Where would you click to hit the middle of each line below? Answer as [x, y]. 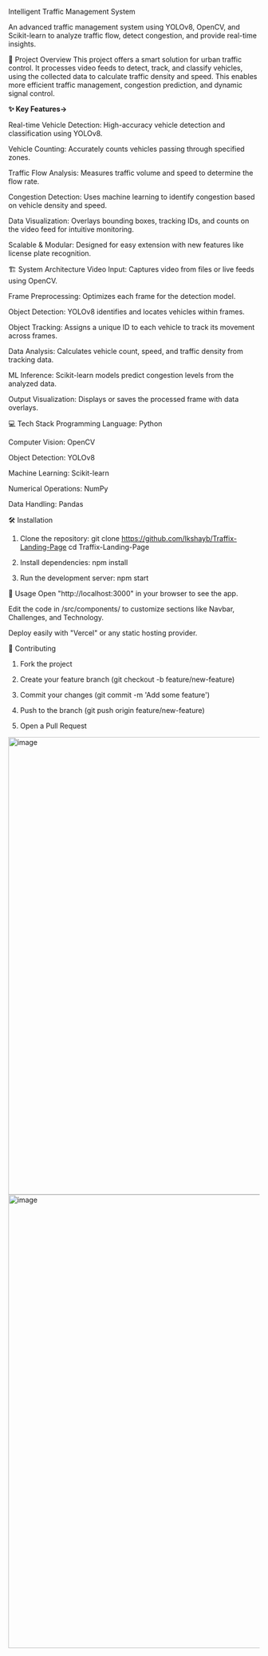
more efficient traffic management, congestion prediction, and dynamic [126, 85]
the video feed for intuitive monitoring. [71, 229]
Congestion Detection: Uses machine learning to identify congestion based [132, 197]
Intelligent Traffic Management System [72, 12]
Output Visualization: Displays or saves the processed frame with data [124, 399]
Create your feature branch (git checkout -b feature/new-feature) [127, 679]
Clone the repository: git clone [69, 538]
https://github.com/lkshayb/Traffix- [179, 538]
